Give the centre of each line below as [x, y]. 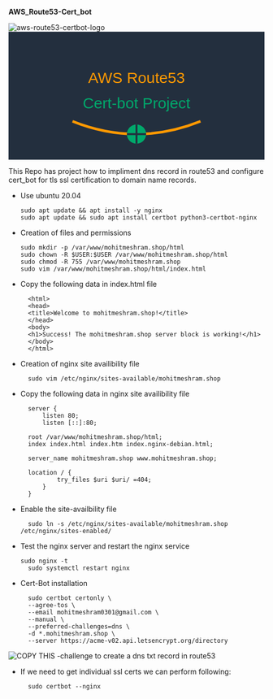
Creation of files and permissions [76, 232]
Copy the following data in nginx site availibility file [105, 394]
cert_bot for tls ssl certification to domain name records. [102, 180]
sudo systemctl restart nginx [79, 568]
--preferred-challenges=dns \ [79, 627]
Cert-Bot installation [54, 583]
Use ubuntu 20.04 [50, 195]
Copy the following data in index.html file [89, 284]
